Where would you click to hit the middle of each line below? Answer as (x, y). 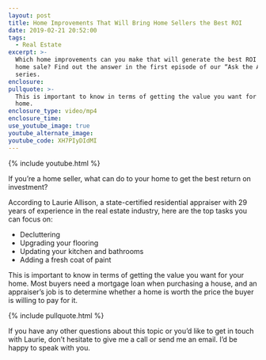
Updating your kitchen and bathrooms (82, 251)
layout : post (30, 15)
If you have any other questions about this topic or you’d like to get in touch (131, 331)
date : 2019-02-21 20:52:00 (53, 30)
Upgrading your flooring (59, 243)
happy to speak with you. (49, 347)
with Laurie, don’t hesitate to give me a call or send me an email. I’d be (123, 339)
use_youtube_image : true (49, 126)
